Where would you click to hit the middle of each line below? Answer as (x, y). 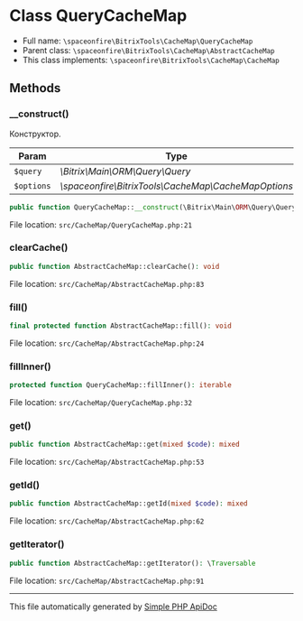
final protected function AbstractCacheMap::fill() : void (120, 326)
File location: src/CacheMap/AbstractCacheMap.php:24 (107, 343)
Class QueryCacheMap (98, 16)
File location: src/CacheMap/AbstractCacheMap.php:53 (107, 462)
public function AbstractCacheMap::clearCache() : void (115, 266)
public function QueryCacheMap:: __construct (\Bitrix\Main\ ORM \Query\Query (153, 207)
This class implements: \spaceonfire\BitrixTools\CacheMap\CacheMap (151, 60)
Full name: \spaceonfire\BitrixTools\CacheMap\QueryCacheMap (138, 41)
